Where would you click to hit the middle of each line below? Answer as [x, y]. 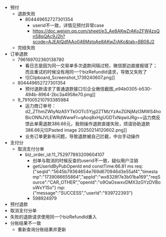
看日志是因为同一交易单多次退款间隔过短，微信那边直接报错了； [91, 65]
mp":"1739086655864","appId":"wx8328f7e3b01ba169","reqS [97, 177]
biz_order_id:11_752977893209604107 [65, 154]
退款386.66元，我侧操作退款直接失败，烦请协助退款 [96, 124]
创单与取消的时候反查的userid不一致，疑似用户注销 [85, 161]
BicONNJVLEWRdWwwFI [51, 117]
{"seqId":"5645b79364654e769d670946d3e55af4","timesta [95, 172]
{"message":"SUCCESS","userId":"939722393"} [83, 193]
